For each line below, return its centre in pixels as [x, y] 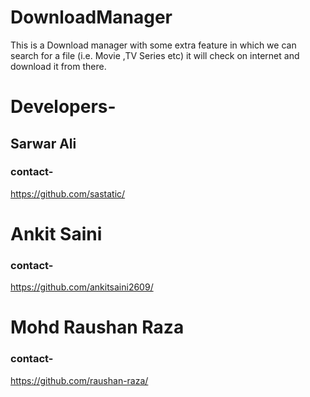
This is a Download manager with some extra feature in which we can [153, 45]
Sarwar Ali [43, 143]
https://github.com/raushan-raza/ [79, 380]
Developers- [63, 107]
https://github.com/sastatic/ [68, 193]
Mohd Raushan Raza [97, 327]
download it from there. [58, 66]
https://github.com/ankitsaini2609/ [82, 287]
